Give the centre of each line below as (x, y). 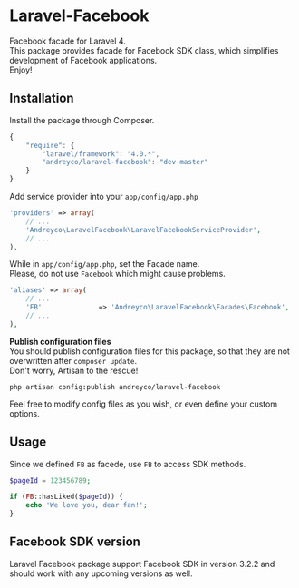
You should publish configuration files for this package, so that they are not (149, 351)
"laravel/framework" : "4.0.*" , (101, 154)
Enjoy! (21, 70)
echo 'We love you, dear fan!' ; (87, 505)
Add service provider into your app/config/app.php (104, 196)
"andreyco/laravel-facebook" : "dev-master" (125, 162)
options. (25, 413)
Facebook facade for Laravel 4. (68, 41)
